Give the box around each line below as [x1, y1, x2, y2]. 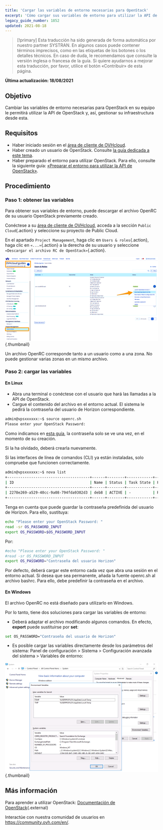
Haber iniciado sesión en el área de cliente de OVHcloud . [12, 142, 127, 148]
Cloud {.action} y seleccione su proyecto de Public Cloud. [5, 227, 119, 233]
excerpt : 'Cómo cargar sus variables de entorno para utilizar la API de [5, 13, 158, 18]
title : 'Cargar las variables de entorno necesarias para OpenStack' [5, 8, 149, 13]
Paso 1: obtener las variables [5, 197, 74, 203]
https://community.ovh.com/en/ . [5, 819, 69, 825]
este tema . [12, 152, 33, 158]
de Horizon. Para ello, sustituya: [5, 509, 69, 516]
